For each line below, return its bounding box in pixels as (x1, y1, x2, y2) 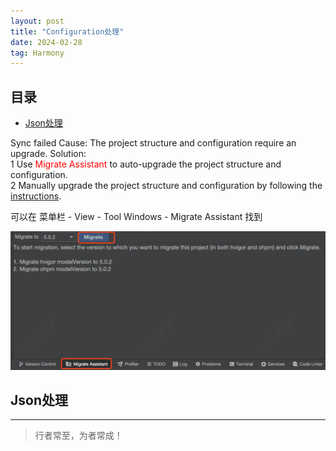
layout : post (10, 16, 65, 26)
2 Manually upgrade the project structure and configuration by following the (10, 180, 323, 192)
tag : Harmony (10, 48, 65, 58)
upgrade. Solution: (10, 148, 87, 160)
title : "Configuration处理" (10, 26, 125, 37)
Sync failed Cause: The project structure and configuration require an (10, 137, 297, 149)
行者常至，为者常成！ (34, 430, 123, 442)
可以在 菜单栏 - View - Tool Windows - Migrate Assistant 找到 (10, 211, 263, 223)
